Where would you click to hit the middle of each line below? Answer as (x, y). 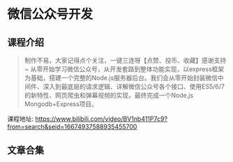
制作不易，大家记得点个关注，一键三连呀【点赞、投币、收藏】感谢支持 (125, 60)
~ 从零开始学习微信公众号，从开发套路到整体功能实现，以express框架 (124, 69)
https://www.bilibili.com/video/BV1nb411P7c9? (101, 119)
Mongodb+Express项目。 (61, 104)
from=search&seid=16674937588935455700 (72, 127)
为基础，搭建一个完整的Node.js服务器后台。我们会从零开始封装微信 (121, 78)
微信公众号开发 (50, 14)
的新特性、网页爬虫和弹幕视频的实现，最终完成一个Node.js (109, 95)
